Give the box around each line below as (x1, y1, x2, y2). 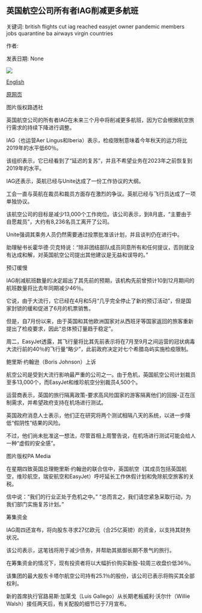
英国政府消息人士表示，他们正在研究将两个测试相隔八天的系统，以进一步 (6, 412, 185, 419)
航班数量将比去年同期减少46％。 (6, 284, 87, 291)
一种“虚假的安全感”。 (6, 439, 59, 447)
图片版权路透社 (6, 103, 43, 110)
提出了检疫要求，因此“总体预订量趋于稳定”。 (6, 325, 117, 332)
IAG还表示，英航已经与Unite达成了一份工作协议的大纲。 (6, 177, 144, 184)
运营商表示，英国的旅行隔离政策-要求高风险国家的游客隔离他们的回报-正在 (6, 391, 191, 398)
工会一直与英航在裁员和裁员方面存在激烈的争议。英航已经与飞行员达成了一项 (6, 190, 196, 197)
